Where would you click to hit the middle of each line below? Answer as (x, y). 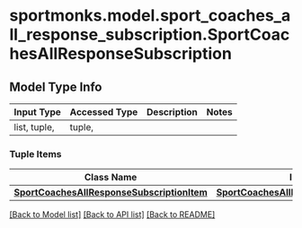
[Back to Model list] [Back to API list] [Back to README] (112, 215)
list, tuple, (35, 127)
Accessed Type (104, 112)
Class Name (111, 178)
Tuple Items (36, 153)
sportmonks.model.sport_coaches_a (150, 16)
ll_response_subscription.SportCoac (150, 35)
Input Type (37, 112)
